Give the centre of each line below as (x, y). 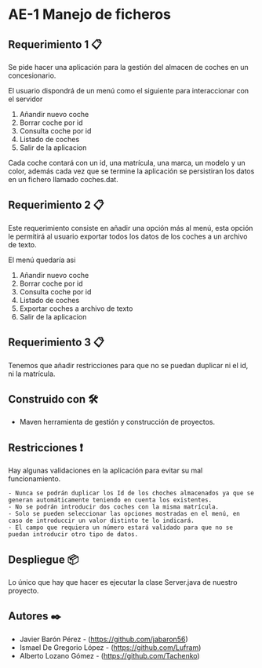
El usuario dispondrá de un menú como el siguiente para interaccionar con (129, 91)
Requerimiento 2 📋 (56, 205)
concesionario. (32, 75)
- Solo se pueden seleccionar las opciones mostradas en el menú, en (124, 514)
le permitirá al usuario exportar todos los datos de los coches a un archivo (128, 236)
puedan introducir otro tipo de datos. (73, 535)
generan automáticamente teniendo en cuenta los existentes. (110, 500)
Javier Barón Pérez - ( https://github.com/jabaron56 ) (104, 639)
